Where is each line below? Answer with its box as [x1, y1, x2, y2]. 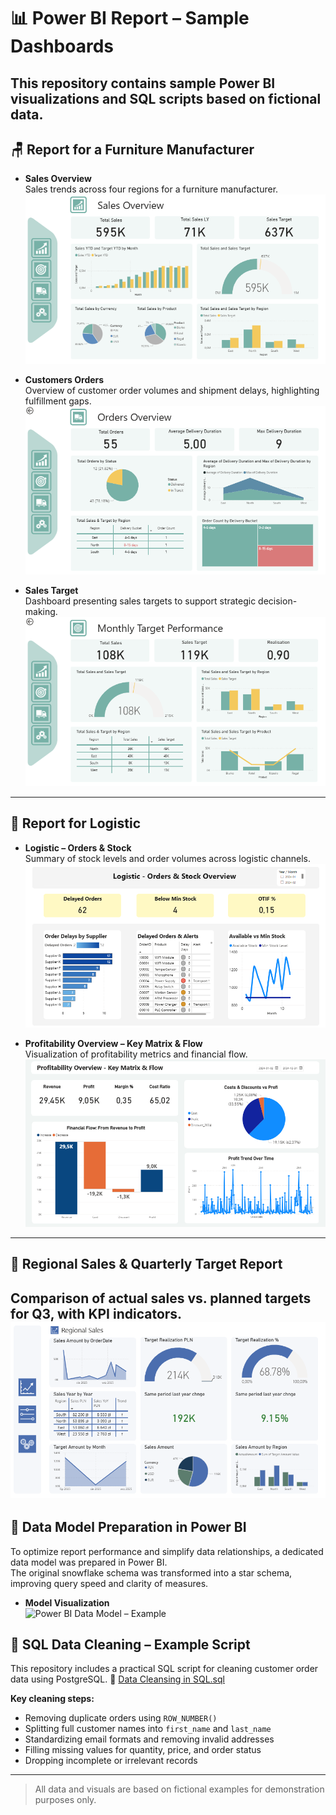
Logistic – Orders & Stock [24, 841, 132, 854]
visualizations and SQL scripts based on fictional [10, 90, 322, 107]
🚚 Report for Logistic [10, 815, 142, 832]
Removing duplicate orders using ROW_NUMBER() [24, 1712, 218, 1724]
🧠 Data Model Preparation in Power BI [10, 1519, 247, 1536]
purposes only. [34, 1794, 97, 1806]
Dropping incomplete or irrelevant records [24, 1755, 198, 1767]
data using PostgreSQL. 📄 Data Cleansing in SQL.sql [10, 1673, 225, 1685]
